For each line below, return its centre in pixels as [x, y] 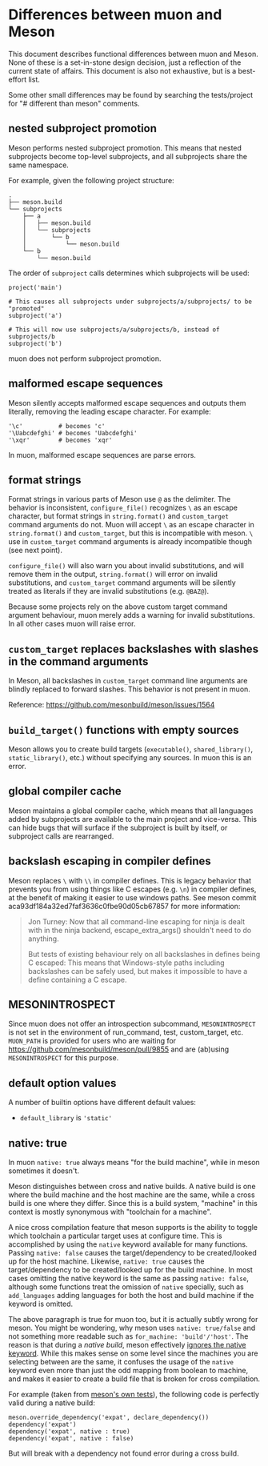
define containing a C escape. [77, 979]
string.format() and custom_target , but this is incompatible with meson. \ [131, 533]
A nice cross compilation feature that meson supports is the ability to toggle [133, 1228]
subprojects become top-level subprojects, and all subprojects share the [128, 156]
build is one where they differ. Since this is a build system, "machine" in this [133, 1204]
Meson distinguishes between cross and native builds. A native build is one [132, 1187]
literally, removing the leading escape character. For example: [110, 411]
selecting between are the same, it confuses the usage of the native [121, 1362]
